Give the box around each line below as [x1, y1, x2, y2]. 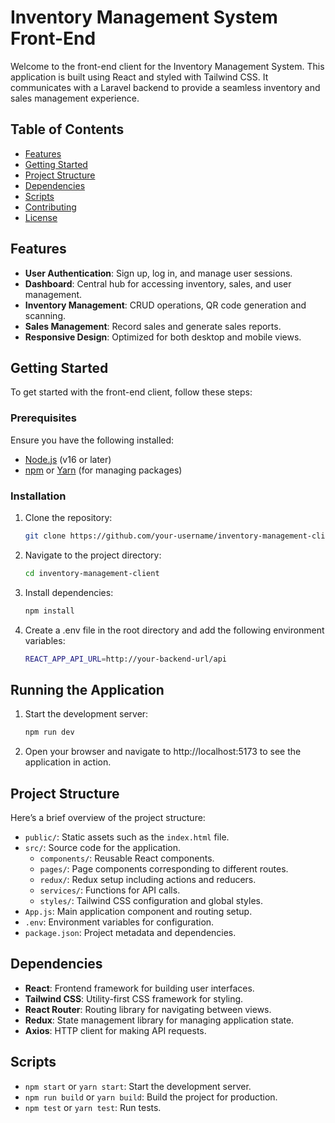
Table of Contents [10, 121, 125, 138]
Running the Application [10, 681, 165, 698]
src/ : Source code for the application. [24, 841, 182, 853]
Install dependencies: [24, 586, 114, 598]
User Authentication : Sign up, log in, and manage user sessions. [24, 267, 293, 279]
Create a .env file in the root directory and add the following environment [24, 624, 325, 636]
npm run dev [24, 727, 75, 738]
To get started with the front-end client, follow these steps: [10, 386, 253, 398]
